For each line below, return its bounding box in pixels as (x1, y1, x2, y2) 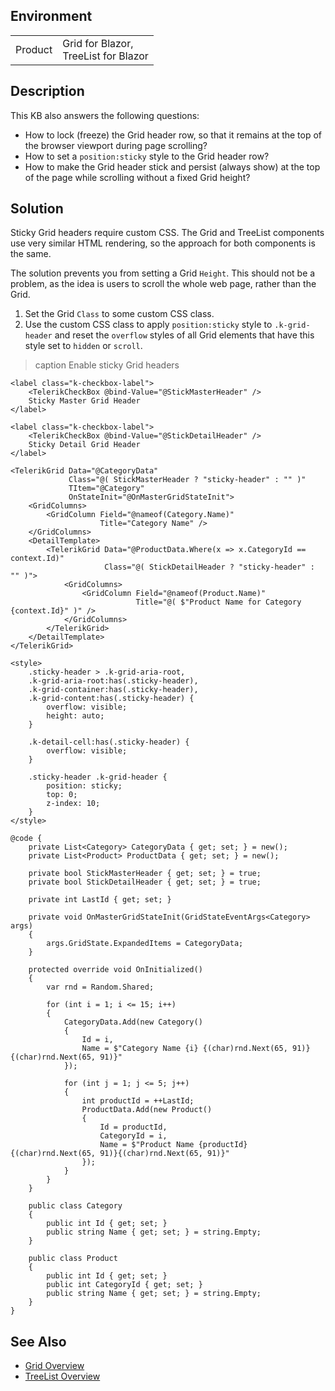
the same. (10, 248, 52, 260)
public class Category (28, 1201, 123, 1211)
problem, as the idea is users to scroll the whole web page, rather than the (10, 278, 317, 290)
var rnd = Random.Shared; (46, 982, 155, 993)
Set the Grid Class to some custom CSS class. (24, 308, 215, 320)
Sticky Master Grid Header (28, 396, 141, 406)
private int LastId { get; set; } (28, 895, 172, 905)
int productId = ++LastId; (81, 1096, 195, 1106)
